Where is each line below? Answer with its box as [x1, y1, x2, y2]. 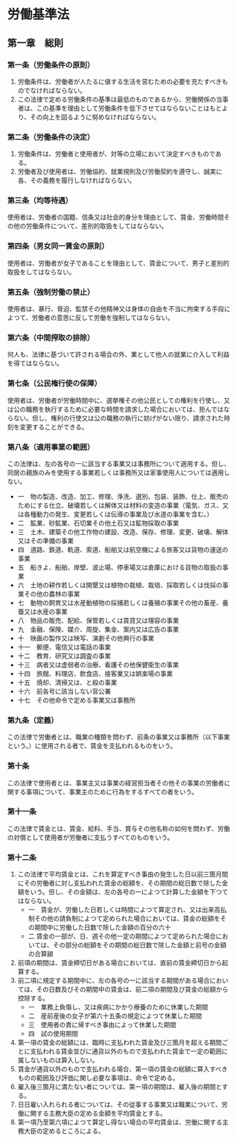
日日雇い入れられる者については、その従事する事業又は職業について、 [17, 1100, 221, 1109]
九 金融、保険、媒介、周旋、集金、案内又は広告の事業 [17, 625, 179, 633]
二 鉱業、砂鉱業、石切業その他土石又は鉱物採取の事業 [17, 519, 179, 527]
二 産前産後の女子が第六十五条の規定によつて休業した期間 [28, 1012, 202, 1020]
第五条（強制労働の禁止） [7, 287, 95, 297]
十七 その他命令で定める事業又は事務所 [17, 696, 136, 704]
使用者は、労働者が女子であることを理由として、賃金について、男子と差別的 [7, 259, 230, 267]
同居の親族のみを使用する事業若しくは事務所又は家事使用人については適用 [7, 468, 224, 477]
